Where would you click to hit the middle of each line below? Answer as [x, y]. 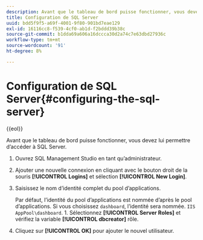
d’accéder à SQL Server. [37, 147]
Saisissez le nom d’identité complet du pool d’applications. [88, 188]
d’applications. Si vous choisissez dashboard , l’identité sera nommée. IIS [105, 206]
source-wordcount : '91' [36, 46]
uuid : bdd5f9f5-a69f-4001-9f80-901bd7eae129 [63, 23]
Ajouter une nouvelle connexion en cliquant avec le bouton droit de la [101, 170]
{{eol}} [14, 128]
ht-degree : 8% [24, 51]
